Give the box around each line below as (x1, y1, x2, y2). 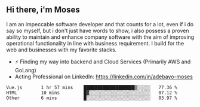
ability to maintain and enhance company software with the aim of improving (6, 33, 195, 41)
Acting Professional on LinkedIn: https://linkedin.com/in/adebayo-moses (14, 73, 193, 80)
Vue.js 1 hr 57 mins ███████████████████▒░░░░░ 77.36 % (6, 84, 178, 90)
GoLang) (14, 66, 37, 74)
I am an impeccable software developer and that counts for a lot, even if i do (6, 20, 194, 27)
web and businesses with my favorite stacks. (6, 46, 117, 53)
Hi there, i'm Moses (6, 5, 80, 15)
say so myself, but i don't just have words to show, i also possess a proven (6, 27, 189, 34)
